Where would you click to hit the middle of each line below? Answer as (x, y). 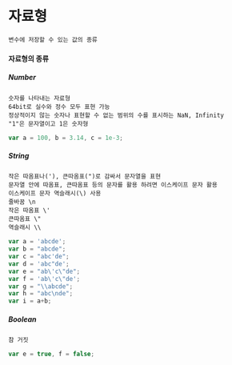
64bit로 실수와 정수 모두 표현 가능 (59, 106)
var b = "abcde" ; (37, 249)
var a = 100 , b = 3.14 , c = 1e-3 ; (66, 138)
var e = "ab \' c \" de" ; (44, 271)
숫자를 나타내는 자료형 (39, 98)
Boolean (23, 319)
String (19, 155)
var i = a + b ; (30, 301)
